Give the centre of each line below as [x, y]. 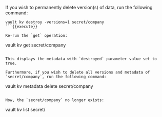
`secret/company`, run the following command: [56, 77]
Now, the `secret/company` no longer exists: [55, 100]
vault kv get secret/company [36, 45]
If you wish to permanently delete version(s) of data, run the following [79, 7]
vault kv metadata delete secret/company [49, 86]
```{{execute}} [22, 27]
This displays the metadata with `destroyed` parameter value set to [81, 59]
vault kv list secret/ [25, 110]
